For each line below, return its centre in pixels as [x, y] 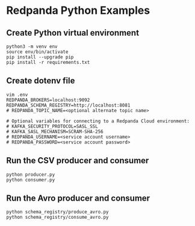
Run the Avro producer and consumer [78, 199]
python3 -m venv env [32, 46]
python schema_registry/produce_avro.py [58, 212]
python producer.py [31, 174]
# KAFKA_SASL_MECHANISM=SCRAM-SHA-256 [55, 131]
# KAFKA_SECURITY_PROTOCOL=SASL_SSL [52, 126]
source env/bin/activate [37, 52]
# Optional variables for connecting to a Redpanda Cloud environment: [98, 121]
